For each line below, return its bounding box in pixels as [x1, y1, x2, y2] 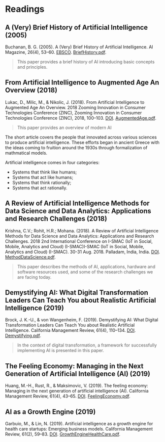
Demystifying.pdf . [5, 333, 41, 339]
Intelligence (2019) [5, 304, 64, 312]
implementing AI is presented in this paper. [17, 348, 104, 354]
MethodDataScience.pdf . [5, 254, 56, 260]
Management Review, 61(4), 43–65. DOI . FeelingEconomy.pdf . [5, 393, 131, 399]
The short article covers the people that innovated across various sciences [5, 134, 157, 140]
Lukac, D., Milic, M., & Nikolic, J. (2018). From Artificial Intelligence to [5, 99, 144, 105]
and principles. [17, 64, 48, 70]
